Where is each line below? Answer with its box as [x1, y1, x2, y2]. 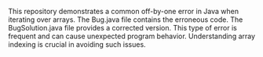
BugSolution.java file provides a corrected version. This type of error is [8, 23, 237, 32]
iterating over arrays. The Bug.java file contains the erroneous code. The [8, 15, 243, 24]
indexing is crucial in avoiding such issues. [8, 40, 147, 49]
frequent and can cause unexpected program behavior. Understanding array [8, 31, 256, 41]
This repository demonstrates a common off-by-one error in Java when [8, 7, 239, 16]
